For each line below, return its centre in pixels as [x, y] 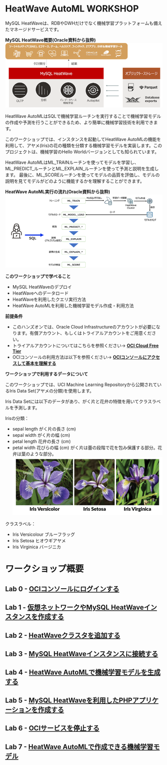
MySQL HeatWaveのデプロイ [42, 287]
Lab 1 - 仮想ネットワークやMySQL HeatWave [75, 607]
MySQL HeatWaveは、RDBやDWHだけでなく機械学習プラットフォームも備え [84, 23]
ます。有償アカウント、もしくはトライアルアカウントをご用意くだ [84, 333]
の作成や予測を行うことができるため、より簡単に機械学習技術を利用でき [79, 122]
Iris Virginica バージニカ [37, 547]
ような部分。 [43, 454]
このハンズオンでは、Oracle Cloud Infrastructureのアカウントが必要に [84, 327]
